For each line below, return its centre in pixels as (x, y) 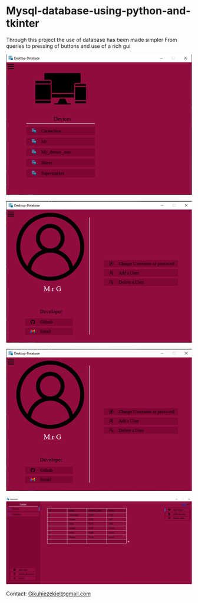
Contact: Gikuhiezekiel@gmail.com (49, 594)
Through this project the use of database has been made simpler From (92, 40)
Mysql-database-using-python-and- (98, 11)
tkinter (23, 23)
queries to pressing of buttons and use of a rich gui (68, 46)
